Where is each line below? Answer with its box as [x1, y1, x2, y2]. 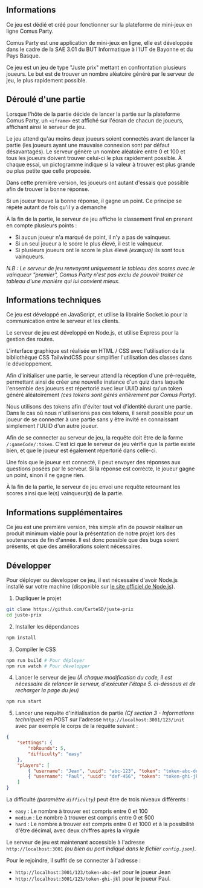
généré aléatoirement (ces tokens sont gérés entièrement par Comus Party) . [6, 391, 196, 399]
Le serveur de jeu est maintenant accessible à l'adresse [6, 839, 145, 846]
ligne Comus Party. [6, 27, 54, 35]
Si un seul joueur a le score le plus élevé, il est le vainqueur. [14, 239, 164, 247]
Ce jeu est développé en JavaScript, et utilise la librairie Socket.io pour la [6, 311, 188, 318]
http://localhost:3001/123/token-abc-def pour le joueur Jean [14, 869, 171, 876]
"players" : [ [17, 762, 50, 769]
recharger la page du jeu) [14, 687, 79, 694]
